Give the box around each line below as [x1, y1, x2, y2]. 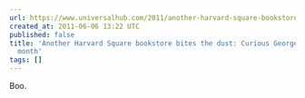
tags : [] [9, 55, 43, 64]
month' [17, 47, 43, 56]
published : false [9, 30, 75, 39]
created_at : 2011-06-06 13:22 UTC [9, 22, 141, 31]
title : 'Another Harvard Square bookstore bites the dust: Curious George [9, 38, 299, 48]
